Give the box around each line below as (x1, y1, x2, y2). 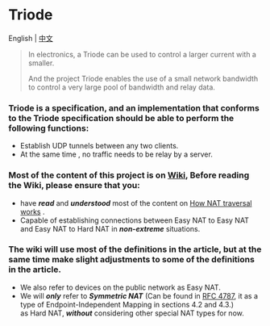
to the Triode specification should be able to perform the (8, 112, 235, 123)
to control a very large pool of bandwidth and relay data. (27, 82, 216, 92)
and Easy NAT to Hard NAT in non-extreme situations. (19, 224, 201, 233)
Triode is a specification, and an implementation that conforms (8, 102, 260, 114)
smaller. (27, 58, 55, 68)
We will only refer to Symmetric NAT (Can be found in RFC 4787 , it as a (19, 290, 259, 300)
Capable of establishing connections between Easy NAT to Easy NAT (19, 215, 250, 225)
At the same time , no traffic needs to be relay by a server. (19, 149, 214, 159)
